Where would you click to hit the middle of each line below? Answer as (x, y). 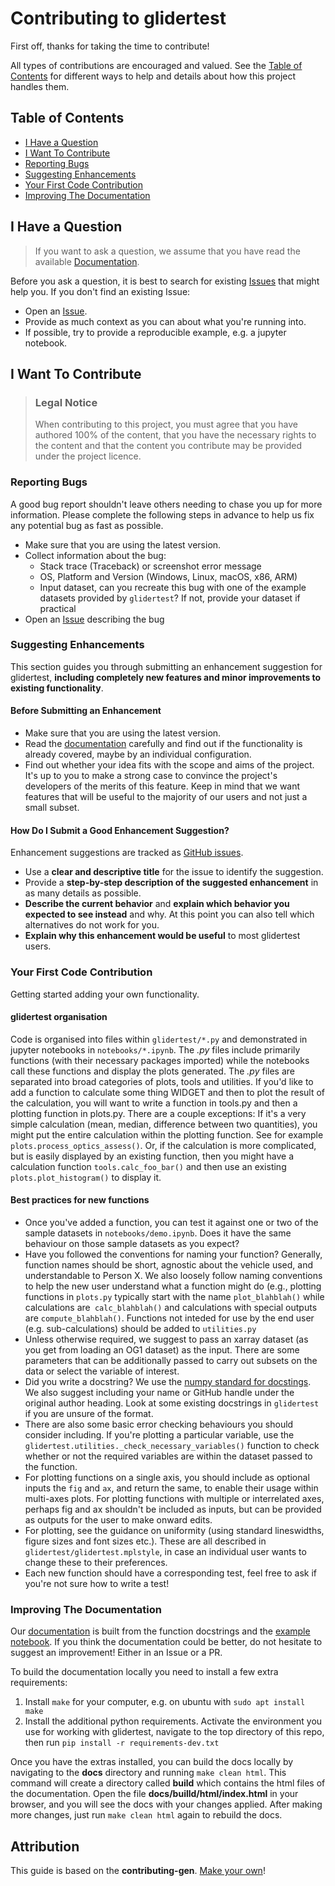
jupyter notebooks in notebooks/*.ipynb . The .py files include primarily (155, 1049)
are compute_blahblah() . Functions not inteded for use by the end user (169, 1318)
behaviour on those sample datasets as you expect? (132, 1243)
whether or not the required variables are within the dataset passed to (168, 1456)
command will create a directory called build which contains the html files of (168, 1783)
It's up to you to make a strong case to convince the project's (151, 776)
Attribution (45, 1846)
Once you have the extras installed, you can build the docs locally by (152, 1762)
